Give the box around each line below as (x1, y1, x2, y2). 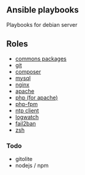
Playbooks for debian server (6, 21, 78, 28)
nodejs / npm (15, 162, 49, 169)
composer (15, 68, 42, 75)
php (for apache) (15, 94, 58, 101)
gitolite (15, 155, 32, 162)
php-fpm (15, 100, 38, 107)
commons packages (15, 55, 67, 62)
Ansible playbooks (6, 5, 79, 15)
